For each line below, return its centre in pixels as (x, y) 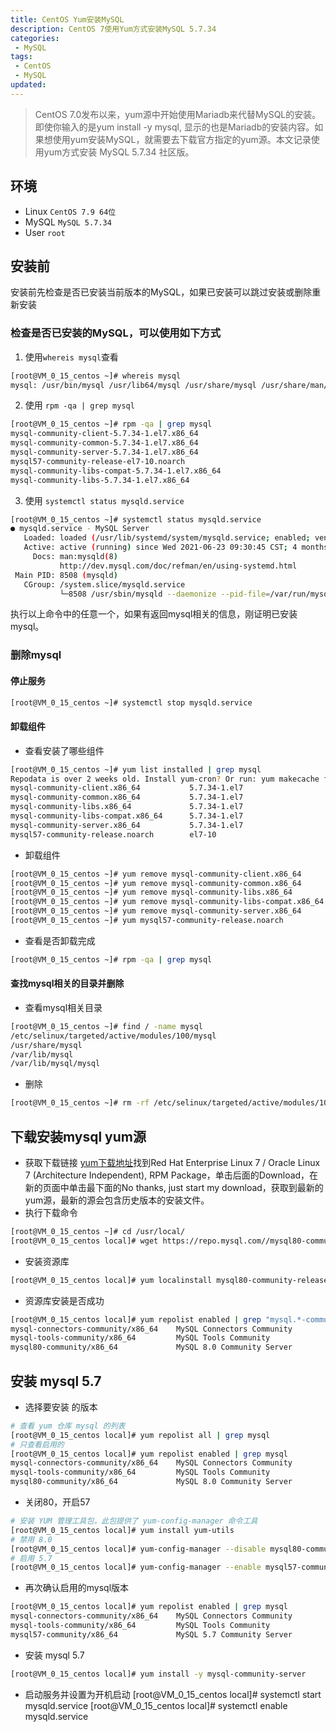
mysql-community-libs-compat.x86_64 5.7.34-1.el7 (127, 816)
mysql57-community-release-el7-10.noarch (98, 461)
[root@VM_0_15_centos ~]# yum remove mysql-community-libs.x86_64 (151, 892)
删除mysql (36, 655)
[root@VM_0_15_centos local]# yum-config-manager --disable (138, 1549)
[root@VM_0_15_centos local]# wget (84, 1241)
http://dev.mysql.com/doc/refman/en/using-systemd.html (178, 566)
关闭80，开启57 (57, 1502)
